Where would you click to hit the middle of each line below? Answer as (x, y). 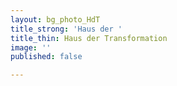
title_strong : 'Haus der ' (66, 29)
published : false (46, 57)
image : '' (31, 47)
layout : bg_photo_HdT (55, 19)
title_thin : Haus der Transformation (89, 38)
